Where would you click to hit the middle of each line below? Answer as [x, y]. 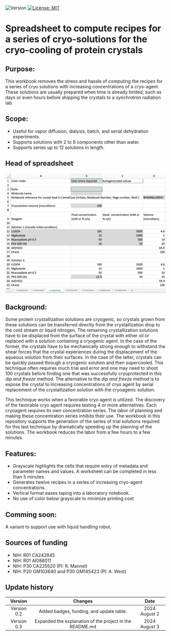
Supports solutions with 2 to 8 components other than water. [76, 142]
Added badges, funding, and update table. [83, 611]
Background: [26, 307]
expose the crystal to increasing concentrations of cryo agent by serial [79, 385]
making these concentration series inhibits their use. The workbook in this [83, 416]
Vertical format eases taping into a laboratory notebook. [71, 493]
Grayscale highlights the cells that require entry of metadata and [80, 466]
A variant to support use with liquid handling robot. [59, 527]
